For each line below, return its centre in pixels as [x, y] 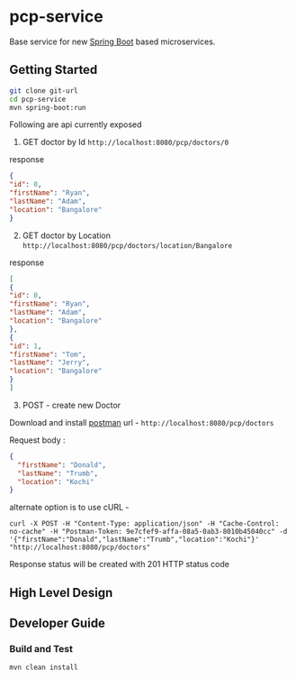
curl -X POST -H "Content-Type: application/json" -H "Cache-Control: [144, 524]
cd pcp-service [38, 99]
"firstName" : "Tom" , [48, 354]
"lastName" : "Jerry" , [50, 362]
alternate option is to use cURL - [69, 508]
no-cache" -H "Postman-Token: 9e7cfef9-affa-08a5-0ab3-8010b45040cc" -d [148, 532]
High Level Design [61, 592]
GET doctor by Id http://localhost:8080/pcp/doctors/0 [126, 142]
